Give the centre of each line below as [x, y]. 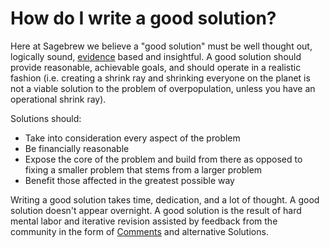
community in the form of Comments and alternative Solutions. [139, 231]
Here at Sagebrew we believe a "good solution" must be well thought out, [161, 46]
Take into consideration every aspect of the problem [132, 138]
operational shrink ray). [58, 99]
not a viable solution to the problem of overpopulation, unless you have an [163, 88]
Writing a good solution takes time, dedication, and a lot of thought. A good [165, 199]
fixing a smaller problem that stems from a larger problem [143, 169]
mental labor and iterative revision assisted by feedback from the [144, 221]
